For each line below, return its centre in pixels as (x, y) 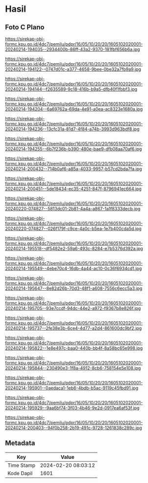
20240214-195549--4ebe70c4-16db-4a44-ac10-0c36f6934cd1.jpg (74, 268)
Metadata (20, 443)
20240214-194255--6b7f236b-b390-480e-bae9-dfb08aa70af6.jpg (74, 149)
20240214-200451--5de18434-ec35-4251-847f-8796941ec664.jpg (74, 189)
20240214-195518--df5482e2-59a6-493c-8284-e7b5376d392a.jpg (74, 248)
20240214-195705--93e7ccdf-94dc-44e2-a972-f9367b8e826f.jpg (73, 308)
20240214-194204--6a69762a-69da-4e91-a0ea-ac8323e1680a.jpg (74, 109)
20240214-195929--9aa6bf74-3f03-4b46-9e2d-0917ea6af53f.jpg (72, 408)
